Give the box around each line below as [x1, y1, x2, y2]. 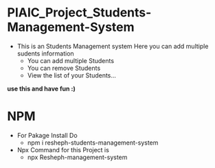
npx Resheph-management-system [27, 153, 128, 161]
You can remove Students [27, 64, 101, 72]
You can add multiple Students [27, 56, 115, 64]
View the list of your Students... [27, 71, 117, 80]
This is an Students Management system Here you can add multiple [16, 42, 209, 50]
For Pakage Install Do [16, 131, 78, 139]
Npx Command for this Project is [16, 145, 110, 154]
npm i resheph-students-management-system [27, 139, 159, 147]
